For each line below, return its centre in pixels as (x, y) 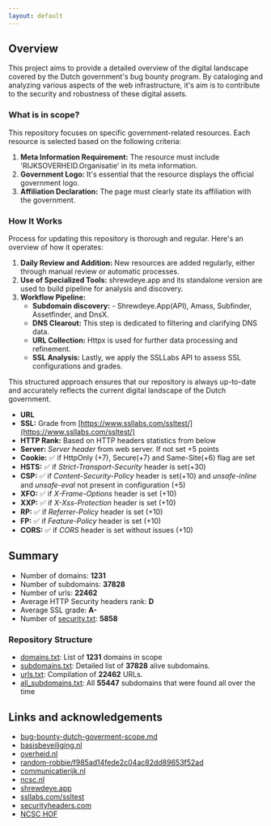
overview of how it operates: (56, 247)
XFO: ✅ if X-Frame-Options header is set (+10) (98, 494)
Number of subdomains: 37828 (72, 584)
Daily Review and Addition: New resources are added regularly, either (138, 263)
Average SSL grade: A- (58, 610)
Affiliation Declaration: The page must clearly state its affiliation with (135, 191)
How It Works (36, 221)
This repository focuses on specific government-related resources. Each (129, 132)
